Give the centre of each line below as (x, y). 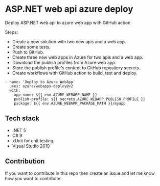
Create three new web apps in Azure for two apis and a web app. (78, 57)
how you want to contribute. (34, 178)
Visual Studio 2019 (31, 146)
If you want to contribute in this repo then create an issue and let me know (80, 173)
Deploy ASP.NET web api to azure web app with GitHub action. (69, 23)
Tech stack (22, 119)
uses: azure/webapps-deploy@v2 (41, 86)
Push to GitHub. (28, 52)
